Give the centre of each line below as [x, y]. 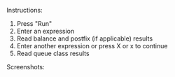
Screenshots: [26, 67]
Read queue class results [53, 53]
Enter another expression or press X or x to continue [92, 46]
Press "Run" [34, 23]
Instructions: [24, 10]
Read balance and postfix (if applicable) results [85, 38]
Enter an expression [45, 31]
